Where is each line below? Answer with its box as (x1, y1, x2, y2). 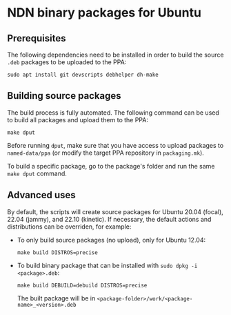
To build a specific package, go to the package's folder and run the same (7, 162, 215, 170)
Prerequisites (7, 32, 66, 44)
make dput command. (7, 169, 68, 178)
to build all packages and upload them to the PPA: (7, 115, 148, 124)
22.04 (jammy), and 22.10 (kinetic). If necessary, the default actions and (7, 215, 212, 223)
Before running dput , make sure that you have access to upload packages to (7, 141, 224, 149)
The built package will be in (17, 294, 96, 302)
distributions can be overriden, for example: (7, 222, 132, 231)
